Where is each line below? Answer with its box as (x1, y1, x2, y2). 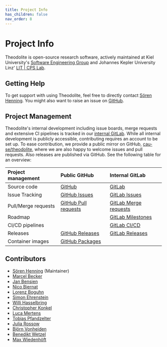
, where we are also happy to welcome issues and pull (32, 146, 143, 152)
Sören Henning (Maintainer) (12, 268, 70, 274)
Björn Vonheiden (12, 326, 47, 332)
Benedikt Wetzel (12, 331, 46, 337)
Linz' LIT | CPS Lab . (5, 65, 46, 71)
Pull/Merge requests (7, 202, 55, 209)
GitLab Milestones (109, 213, 152, 220)
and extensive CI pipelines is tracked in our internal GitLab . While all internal (5, 130, 161, 137)
